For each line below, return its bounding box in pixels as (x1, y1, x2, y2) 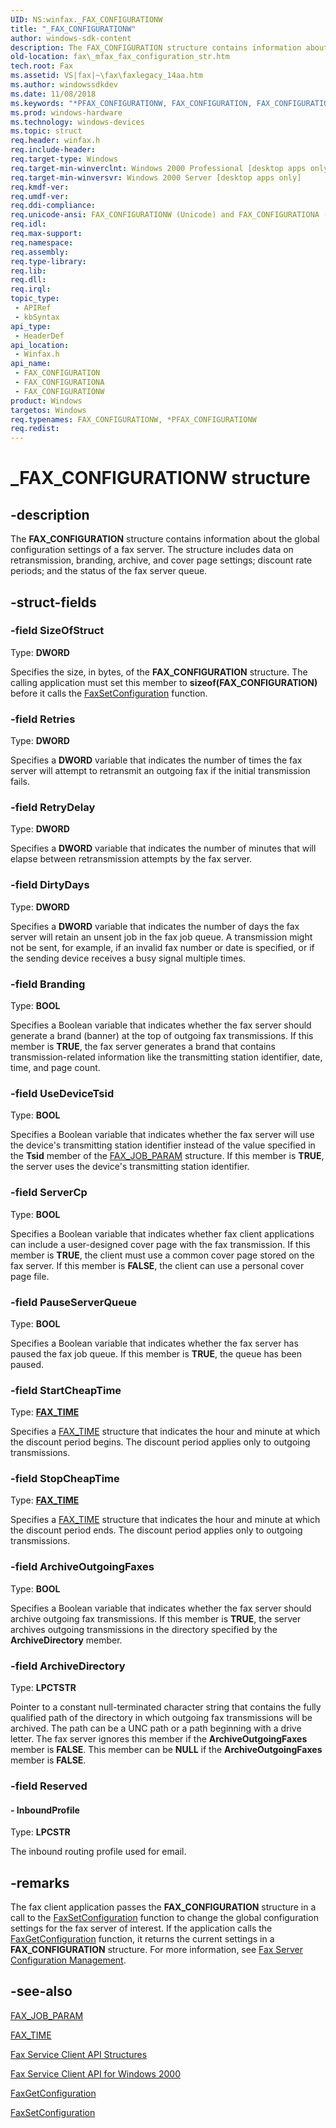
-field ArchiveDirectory (10, 1659, 126, 1673)
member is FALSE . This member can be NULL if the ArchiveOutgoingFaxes (10, 1744, 323, 1756)
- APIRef (14, 303, 52, 313)
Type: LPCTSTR (10, 1682, 77, 1694)
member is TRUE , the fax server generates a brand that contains (10, 1041, 276, 1052)
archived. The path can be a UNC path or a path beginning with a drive (10, 1722, 302, 1735)
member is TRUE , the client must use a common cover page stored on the (10, 1249, 315, 1261)
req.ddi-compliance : (10, 201, 97, 211)
